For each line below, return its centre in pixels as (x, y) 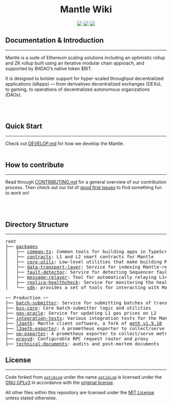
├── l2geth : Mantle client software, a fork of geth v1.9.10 (84, 323)
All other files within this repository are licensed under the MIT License (80, 392)
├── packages (22, 247)
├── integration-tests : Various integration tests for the (81, 318)
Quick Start (24, 126)
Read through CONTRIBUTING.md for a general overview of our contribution (86, 182)
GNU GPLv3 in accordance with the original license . (60, 382)
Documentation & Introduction (55, 40)
